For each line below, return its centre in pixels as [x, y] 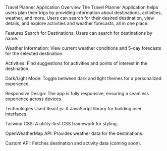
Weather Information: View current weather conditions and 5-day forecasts [83, 48]
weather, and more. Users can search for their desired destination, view [80, 18]
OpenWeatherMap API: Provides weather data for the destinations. [74, 133]
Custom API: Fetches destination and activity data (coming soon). [73, 143]
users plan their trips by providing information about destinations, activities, [84, 13]
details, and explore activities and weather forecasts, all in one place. [77, 23]
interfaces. [16, 114]
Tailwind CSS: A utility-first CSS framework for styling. [62, 124]
